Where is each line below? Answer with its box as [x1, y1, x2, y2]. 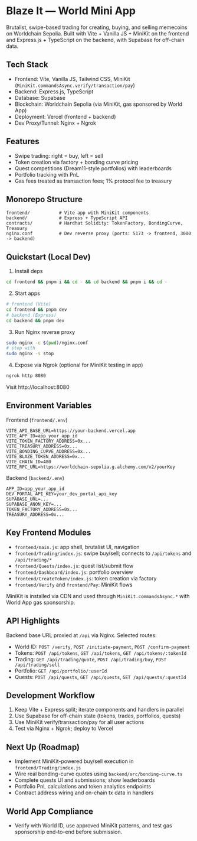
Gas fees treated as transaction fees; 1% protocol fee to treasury [14, 177, 172, 184]
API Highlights [6, 616, 60, 626]
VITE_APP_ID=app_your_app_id [6, 433, 78, 439]
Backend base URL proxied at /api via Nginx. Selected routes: [6, 631, 157, 639]
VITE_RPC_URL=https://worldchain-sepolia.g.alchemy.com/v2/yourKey [6, 464, 176, 470]
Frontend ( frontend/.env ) [6, 416, 68, 423]
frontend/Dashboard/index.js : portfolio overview [14, 569, 134, 576]
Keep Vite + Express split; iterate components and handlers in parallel [14, 706, 184, 713]
